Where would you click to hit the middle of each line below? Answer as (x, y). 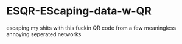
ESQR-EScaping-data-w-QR (79, 11)
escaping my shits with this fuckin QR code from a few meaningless (91, 28)
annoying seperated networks (44, 34)
